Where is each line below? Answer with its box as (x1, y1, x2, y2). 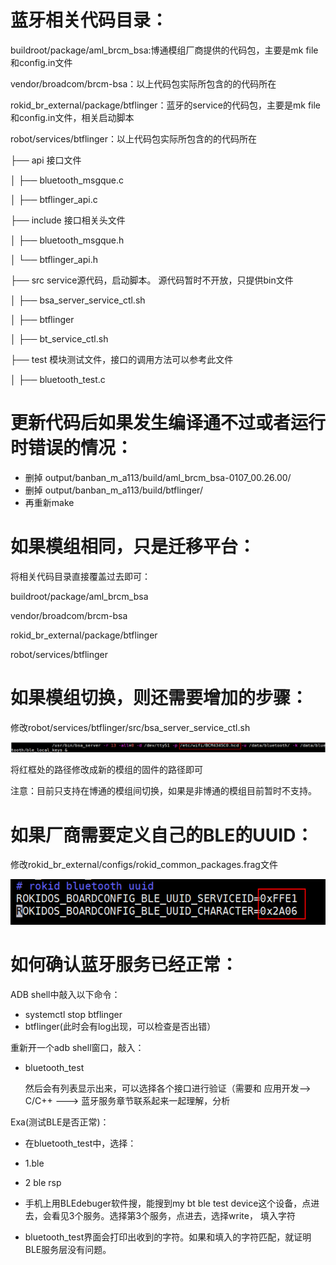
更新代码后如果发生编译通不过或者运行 (10, 412, 327, 435)
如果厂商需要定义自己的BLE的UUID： (10, 824, 314, 846)
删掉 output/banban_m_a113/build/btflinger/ (24, 484, 203, 496)
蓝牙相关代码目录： (10, 9, 169, 32)
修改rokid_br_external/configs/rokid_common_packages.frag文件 (10, 859, 278, 871)
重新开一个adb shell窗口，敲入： (10, 1042, 145, 1054)
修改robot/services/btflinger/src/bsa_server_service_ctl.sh (10, 721, 251, 733)
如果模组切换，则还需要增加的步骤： (10, 687, 309, 709)
